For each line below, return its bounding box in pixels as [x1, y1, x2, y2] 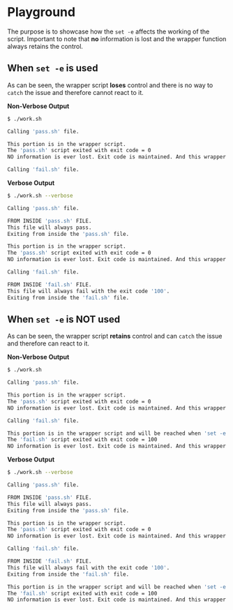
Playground [7, 4, 75, 20]
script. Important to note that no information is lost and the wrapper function [7, 34, 227, 43]
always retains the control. [7, 42, 84, 50]
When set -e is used [7, 62, 98, 74]
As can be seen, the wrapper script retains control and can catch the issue [7, 332, 223, 341]
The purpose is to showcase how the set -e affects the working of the [7, 27, 210, 36]
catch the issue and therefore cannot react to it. [7, 88, 144, 96]
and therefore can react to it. [7, 339, 89, 348]
